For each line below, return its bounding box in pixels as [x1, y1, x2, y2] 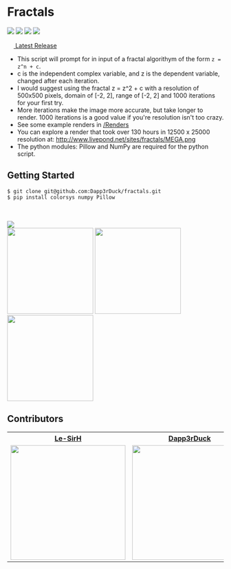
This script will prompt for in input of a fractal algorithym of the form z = [16, 54, 221, 63]
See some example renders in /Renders [16, 120, 129, 129]
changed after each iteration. [16, 76, 100, 85]
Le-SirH [54, 434, 82, 443]
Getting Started [7, 170, 75, 181]
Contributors [7, 413, 64, 425]
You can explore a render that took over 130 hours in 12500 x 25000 [16, 128, 210, 136]
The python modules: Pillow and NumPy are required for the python [16, 142, 208, 150]
